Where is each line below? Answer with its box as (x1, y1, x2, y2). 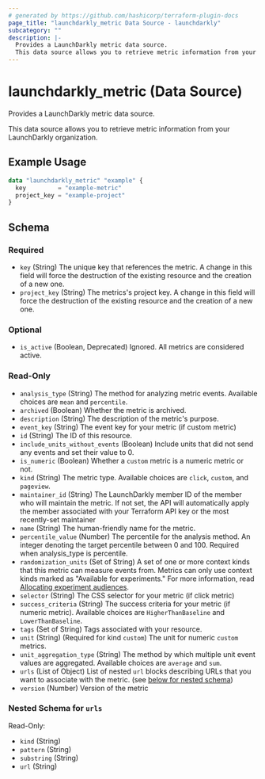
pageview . (19, 481, 51, 491)
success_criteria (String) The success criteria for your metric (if (19, 599, 231, 609)
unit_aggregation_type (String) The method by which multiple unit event (19, 649, 256, 659)
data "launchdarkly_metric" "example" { (8, 176, 144, 185)
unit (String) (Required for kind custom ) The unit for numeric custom (19, 632, 239, 642)
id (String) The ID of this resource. (19, 430, 133, 440)
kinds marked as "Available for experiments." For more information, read (19, 574, 255, 583)
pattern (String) (19, 744, 72, 754)
